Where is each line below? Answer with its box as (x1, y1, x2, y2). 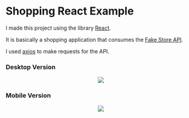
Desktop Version (5, 62, 56, 71)
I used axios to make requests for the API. (5, 47, 110, 55)
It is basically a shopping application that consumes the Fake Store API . (5, 36, 184, 43)
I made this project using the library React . (5, 24, 111, 31)
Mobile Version (5, 91, 51, 100)
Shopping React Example (5, 4, 134, 18)
